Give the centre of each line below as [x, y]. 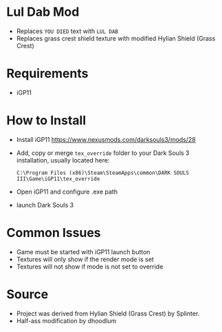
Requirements [47, 74]
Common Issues [54, 233]
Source [27, 294]
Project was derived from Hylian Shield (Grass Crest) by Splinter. [108, 313]
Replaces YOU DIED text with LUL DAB [67, 31]
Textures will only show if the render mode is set [85, 259]
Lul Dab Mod [43, 12]
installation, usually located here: [63, 160]
